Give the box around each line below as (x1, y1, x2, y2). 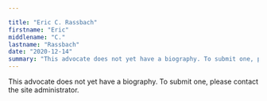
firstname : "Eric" (8, 25, 69, 34)
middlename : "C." (8, 33, 66, 41)
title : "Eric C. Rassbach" (8, 18, 98, 26)
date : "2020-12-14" (8, 48, 73, 56)
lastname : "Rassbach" (8, 40, 80, 48)
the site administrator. (8, 85, 79, 95)
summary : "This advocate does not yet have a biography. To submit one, (8, 55, 254, 63)
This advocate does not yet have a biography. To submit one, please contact (8, 77, 259, 86)
